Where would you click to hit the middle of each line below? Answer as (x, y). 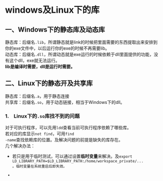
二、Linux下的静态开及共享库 (49, 83)
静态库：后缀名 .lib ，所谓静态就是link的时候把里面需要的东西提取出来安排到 (81, 42)
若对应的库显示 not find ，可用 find (40, 134)
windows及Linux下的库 (52, 10)
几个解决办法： (20, 146)
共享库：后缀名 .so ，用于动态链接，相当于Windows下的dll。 (65, 102)
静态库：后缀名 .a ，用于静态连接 (37, 96)
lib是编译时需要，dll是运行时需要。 (40, 67)
